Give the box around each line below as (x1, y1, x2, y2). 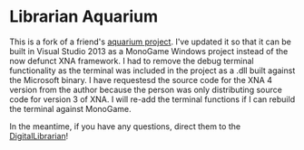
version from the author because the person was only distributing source (9, 84, 283, 95)
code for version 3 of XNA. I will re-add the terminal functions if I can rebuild (9, 93, 296, 105)
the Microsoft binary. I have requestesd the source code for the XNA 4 (9, 74, 272, 85)
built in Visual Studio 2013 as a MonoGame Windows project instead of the (9, 45, 289, 56)
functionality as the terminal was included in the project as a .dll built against (9, 65, 296, 76)
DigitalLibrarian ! (9, 130, 69, 141)
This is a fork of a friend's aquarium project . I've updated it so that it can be (9, 36, 292, 47)
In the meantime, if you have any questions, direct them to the (9, 120, 241, 132)
